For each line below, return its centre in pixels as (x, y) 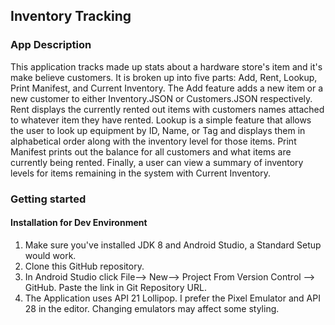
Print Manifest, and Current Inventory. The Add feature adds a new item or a (167, 88)
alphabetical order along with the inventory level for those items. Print (153, 141)
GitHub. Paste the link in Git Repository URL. (115, 287)
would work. (50, 255)
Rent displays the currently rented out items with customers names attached (167, 109)
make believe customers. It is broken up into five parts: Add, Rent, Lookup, (164, 77)
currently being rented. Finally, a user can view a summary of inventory (157, 162)
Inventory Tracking (71, 16)
